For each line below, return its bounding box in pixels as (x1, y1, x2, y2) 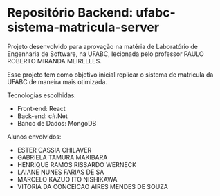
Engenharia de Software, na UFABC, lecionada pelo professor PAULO (7, 50, 204, 58)
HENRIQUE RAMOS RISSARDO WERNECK (17, 160, 137, 168)
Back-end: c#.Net (17, 112, 68, 120)
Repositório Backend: (7, 5, 134, 21)
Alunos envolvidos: (7, 133, 62, 141)
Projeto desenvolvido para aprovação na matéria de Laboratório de (7, 42, 199, 50)
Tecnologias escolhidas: (7, 91, 76, 99)
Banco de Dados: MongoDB (17, 119, 97, 127)
